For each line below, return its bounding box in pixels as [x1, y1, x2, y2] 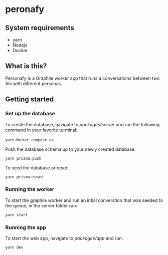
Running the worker [5, 186, 55, 193]
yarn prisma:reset [5, 174, 44, 179]
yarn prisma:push [5, 156, 42, 161]
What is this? [5, 62, 47, 71]
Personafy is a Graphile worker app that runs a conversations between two [5, 75, 160, 81]
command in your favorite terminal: [5, 127, 78, 133]
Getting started [5, 95, 54, 104]
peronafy [5, 4, 44, 15]
